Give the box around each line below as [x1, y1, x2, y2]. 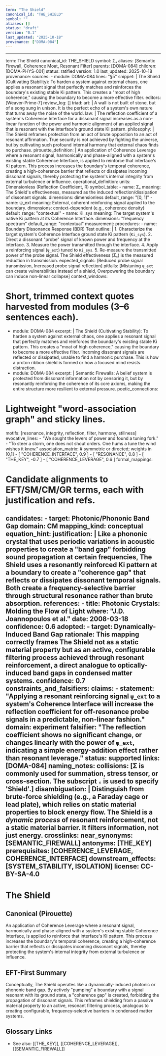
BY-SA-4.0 [5, 870, 40, 878]
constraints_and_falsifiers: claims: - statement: [5, 684, 155, 693]
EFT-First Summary [5, 968, 67, 977]
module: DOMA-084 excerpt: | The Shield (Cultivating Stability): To [12, 328, 149, 334]
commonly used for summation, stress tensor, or [5, 769, 159, 778]
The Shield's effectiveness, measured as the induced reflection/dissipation [5, 189, 158, 195]
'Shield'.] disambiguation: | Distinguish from [5, 785, 144, 793]
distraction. [12, 365, 36, 371]
